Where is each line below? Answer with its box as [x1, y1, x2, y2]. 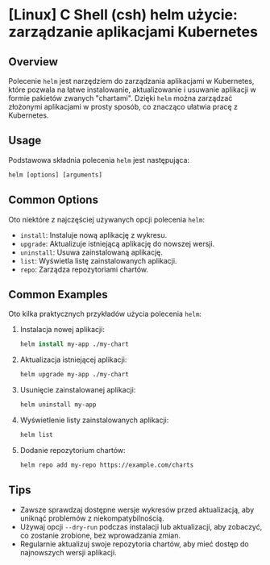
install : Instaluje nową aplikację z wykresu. [19, 230, 168, 239]
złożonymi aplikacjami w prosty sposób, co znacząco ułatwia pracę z [8, 102, 238, 111]
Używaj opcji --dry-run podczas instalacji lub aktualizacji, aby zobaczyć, [19, 521, 263, 531]
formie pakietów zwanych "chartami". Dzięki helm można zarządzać [8, 93, 233, 102]
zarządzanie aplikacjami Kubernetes [8, 23, 258, 41]
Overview [8, 55, 59, 69]
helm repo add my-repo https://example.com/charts [19, 461, 194, 469]
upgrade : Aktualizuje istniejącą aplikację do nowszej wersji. [19, 239, 215, 248]
